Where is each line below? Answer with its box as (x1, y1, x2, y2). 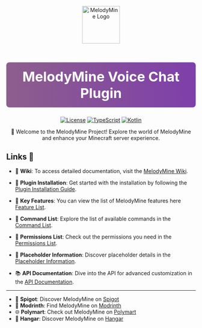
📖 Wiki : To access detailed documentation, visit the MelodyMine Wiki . (14, 168, 188, 175)
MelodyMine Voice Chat (22, 68, 180, 85)
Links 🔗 (6, 151, 34, 162)
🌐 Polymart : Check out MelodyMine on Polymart (14, 308, 136, 315)
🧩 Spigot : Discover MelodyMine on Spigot (14, 296, 119, 303)
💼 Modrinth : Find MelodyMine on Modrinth (14, 302, 121, 309)
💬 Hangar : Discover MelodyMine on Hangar (14, 315, 124, 323)
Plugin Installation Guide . (14, 186, 77, 193)
